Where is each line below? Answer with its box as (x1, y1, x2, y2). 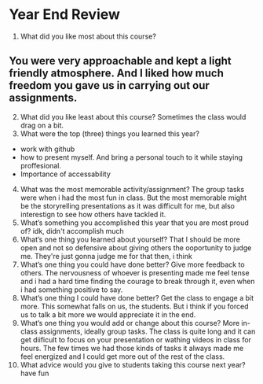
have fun (20, 368, 49, 378)
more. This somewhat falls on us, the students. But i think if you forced (20, 301, 249, 311)
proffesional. (20, 161, 62, 170)
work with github (20, 144, 75, 153)
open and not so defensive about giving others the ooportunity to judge (20, 242, 252, 253)
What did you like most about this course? (20, 31, 156, 41)
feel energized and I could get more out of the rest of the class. (20, 352, 225, 361)
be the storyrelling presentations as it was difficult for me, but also (20, 201, 235, 210)
